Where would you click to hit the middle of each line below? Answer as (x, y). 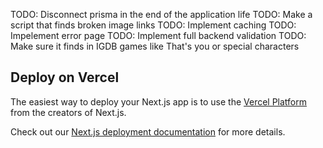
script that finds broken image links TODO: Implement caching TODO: (153, 25)
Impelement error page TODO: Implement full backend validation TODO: (158, 35)
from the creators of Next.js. (68, 112)
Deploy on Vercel (65, 77)
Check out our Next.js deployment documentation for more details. (148, 131)
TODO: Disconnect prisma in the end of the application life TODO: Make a (161, 14)
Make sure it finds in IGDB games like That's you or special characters (155, 46)
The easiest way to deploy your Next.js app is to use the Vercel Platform (159, 101)
